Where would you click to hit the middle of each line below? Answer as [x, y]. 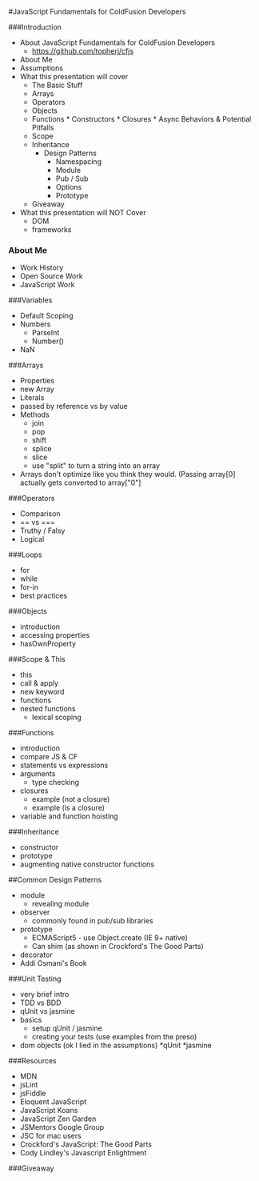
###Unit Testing [35, 979]
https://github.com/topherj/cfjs [83, 51]
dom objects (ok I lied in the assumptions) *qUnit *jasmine [116, 1045]
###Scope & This [37, 659]
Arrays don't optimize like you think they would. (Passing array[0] [128, 474]
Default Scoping [46, 316]
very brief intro [44, 995]
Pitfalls [43, 128]
